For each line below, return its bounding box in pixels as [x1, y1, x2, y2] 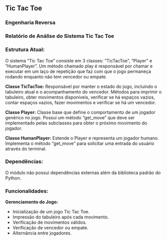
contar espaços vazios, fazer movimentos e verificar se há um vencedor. [5, 99, 156, 105]
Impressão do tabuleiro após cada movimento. [12, 214, 109, 220]
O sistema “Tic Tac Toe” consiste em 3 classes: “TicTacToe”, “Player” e [5, 57, 152, 63]
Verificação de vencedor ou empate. [12, 225, 89, 231]
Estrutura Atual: [5, 46, 45, 53]
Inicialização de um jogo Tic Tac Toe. [12, 209, 90, 215]
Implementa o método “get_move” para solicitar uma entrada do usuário [5, 140, 154, 146]
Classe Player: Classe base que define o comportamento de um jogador [5, 109, 156, 115]
